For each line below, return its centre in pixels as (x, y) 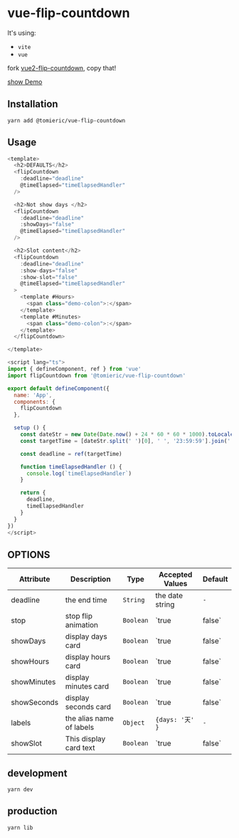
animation (81, 625)
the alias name (89, 718)
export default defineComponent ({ (59, 388)
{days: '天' (175, 720)
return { (33, 493)
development (37, 773)
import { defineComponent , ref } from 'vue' (74, 369)
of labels (80, 728)
